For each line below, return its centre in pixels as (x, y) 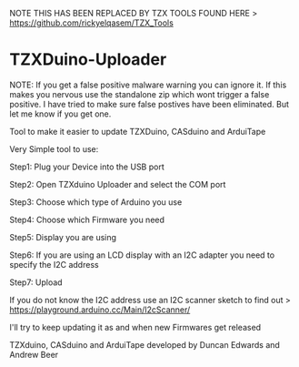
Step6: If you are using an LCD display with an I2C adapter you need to (142, 255)
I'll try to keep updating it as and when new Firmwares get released (135, 327)
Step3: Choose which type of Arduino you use (96, 202)
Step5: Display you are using (63, 237)
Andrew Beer (34, 354)
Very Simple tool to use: (54, 148)
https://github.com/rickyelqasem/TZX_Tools (92, 23)
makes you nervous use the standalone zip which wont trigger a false (140, 94)
